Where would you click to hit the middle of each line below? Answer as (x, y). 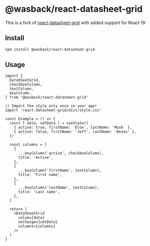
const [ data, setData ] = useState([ (49, 123)
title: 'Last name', (39, 192)
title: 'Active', (36, 158)
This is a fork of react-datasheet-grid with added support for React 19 (75, 23)
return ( (18, 209)
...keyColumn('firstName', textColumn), (60, 170)
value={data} (31, 218)
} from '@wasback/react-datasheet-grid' (47, 97)
